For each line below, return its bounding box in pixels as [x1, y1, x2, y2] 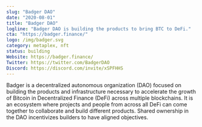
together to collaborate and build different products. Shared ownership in [6, 107, 189, 115]
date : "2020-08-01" [6, 15, 56, 21]
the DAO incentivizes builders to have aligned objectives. [6, 114, 149, 121]
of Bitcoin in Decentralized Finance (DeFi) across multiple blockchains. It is [6, 94, 194, 102]
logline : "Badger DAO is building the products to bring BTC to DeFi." [6, 25, 191, 32]
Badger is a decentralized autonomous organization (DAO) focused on [6, 82, 182, 89]
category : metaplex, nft [6, 43, 69, 49]
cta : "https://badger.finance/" [6, 31, 88, 37]
